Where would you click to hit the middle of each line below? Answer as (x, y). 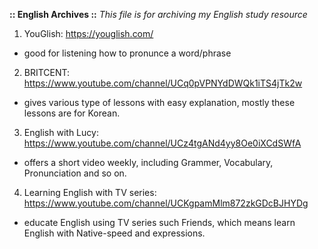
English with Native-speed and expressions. (114, 233)
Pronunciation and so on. (75, 173)
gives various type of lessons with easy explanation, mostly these (159, 102)
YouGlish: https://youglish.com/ (88, 33)
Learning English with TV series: (90, 192)
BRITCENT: (47, 72)
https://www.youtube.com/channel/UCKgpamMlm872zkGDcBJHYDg (166, 203)
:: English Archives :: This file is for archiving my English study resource (158, 14)
